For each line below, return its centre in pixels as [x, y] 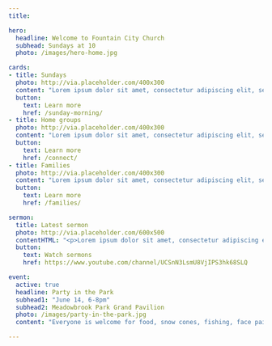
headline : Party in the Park [65, 292]
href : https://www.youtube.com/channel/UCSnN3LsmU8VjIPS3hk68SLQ [136, 263]
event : [19, 277]
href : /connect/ [51, 158]
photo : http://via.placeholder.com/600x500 [90, 232]
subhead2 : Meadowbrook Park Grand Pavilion [90, 307]
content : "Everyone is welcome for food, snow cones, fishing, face [134, 323]
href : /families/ [52, 203]
